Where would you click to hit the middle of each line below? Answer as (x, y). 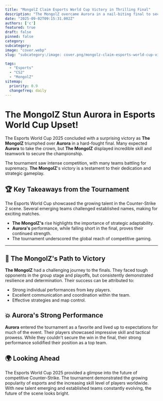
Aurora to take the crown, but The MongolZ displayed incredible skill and (78, 149)
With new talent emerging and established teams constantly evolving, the (78, 388)
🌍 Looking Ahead (32, 359)
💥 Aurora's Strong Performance (54, 315)
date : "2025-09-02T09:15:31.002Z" (40, 18)
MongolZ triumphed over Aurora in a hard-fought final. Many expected (76, 143)
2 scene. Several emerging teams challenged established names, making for (81, 209)
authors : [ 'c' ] (20, 23)
